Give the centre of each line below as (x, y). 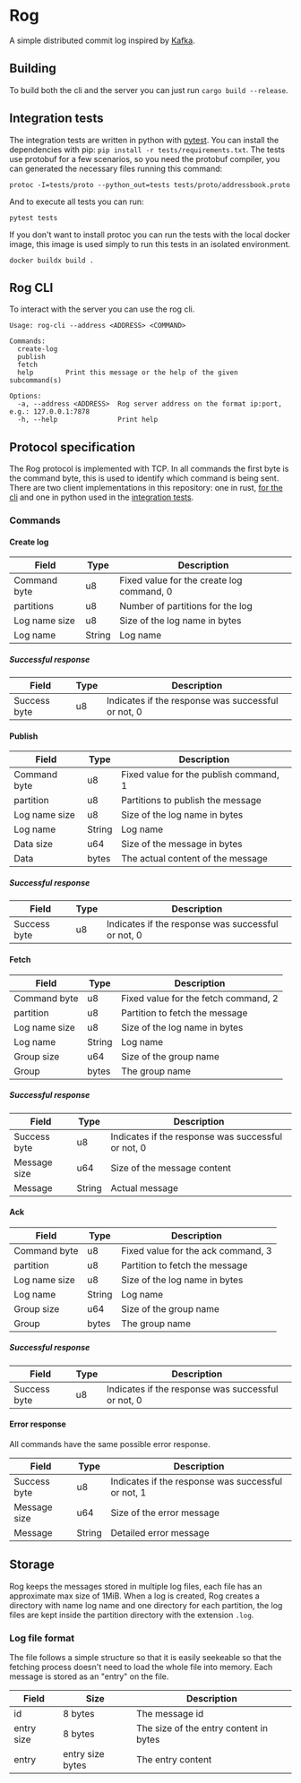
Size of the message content (171, 1168)
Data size (34, 844)
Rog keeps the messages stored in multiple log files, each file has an (136, 1586)
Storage (32, 1565)
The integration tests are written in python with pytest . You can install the (144, 140)
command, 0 (146, 592)
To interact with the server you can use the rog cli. (102, 309)
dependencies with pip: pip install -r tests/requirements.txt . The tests (147, 150)
